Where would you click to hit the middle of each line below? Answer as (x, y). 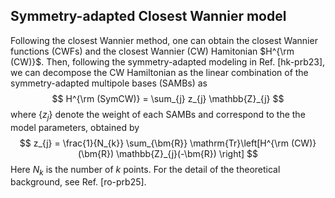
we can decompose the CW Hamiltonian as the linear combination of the (159, 72)
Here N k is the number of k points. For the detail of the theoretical (145, 170)
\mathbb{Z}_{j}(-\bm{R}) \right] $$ (186, 153)
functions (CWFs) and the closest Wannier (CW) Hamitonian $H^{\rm (152, 51)
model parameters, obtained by (75, 127)
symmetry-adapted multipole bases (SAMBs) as (109, 83)
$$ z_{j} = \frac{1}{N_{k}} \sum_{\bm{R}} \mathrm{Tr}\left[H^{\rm (154, 143)
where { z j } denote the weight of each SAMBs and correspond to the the (158, 115)
